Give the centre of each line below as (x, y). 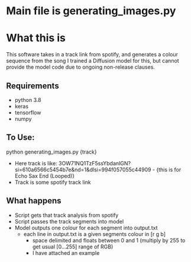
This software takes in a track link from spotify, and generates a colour (92, 55)
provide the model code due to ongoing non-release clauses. (81, 67)
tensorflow (28, 112)
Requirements (33, 86)
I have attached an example (66, 253)
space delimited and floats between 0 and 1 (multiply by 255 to (109, 240)
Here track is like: (36, 163)
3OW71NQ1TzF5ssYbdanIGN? (95, 163)
